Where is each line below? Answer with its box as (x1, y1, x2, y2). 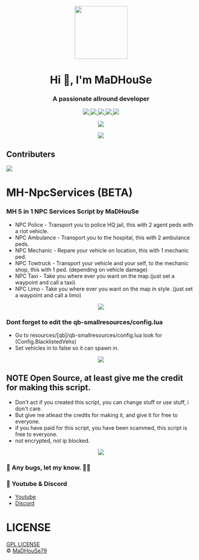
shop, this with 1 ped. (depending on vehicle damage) (14, 266, 148, 273)
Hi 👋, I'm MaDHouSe (50, 73, 152, 87)
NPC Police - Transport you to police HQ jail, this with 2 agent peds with (14, 221, 194, 228)
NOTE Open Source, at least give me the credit (6, 373, 183, 383)
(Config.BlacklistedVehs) (14, 338, 77, 345)
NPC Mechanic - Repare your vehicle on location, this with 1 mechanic (14, 247, 189, 254)
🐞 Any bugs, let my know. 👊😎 (6, 463, 91, 471)
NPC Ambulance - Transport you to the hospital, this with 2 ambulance (14, 234, 191, 241)
